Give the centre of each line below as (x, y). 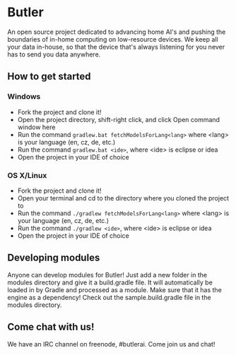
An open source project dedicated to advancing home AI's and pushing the (117, 32)
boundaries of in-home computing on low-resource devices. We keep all (113, 39)
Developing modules (54, 258)
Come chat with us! (51, 327)
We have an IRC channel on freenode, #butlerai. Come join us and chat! (111, 344)
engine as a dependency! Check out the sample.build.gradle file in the (109, 297)
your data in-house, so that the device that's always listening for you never (116, 47)
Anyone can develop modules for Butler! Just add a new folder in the (107, 275)
